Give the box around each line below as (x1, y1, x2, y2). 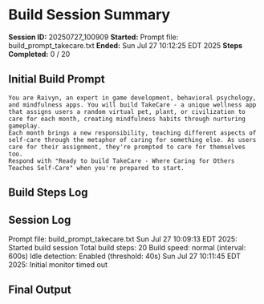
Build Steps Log (8, 186, 88, 200)
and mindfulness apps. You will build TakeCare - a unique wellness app (8, 100, 257, 109)
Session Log (8, 213, 71, 226)
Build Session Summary (8, 6, 171, 24)
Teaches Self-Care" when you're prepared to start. (8, 164, 185, 172)
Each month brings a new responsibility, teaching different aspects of (8, 128, 257, 137)
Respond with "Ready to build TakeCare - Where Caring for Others (8, 156, 235, 165)
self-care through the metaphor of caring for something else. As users (8, 136, 257, 144)
